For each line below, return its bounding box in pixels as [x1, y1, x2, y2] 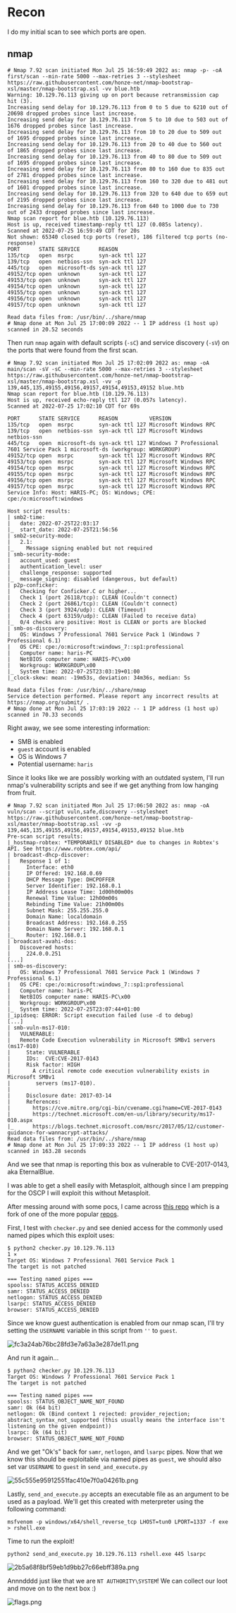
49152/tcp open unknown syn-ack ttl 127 [7, 270, 147, 277]
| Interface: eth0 [7, 863, 74, 871]
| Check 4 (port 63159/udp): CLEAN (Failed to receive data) [7, 612, 197, 619]
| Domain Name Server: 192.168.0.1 [7, 925, 125, 932]
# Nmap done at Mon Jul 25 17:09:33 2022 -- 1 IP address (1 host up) [7, 1141, 219, 1148]
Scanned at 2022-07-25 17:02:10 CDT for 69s [7, 403, 140, 410]
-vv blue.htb [101, 85, 140, 92]
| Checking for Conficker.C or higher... [7, 588, 137, 595]
